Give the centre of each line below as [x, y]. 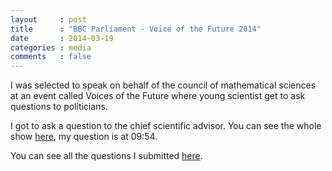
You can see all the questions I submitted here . [106, 156]
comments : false [51, 57]
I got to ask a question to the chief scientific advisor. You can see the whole [166, 126]
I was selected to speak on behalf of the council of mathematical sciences [163, 85]
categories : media [51, 47]
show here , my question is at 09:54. [84, 137]
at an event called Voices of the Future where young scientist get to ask [158, 96]
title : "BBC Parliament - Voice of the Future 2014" [136, 29]
